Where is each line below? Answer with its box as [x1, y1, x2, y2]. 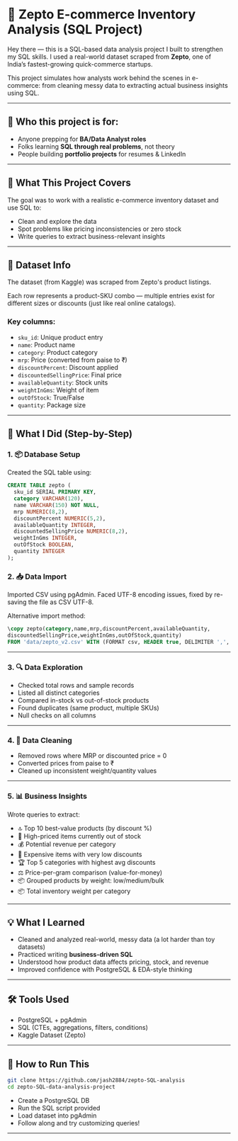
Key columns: [7, 317, 56, 327]
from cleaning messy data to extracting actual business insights [42, 81, 228, 89]
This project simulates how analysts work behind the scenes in [7, 74, 191, 82]
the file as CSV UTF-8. [28, 598, 94, 606]
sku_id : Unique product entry [17, 333, 103, 341]
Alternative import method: [7, 612, 86, 620]
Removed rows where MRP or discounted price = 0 [17, 751, 167, 760]
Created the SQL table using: [7, 468, 92, 477]
